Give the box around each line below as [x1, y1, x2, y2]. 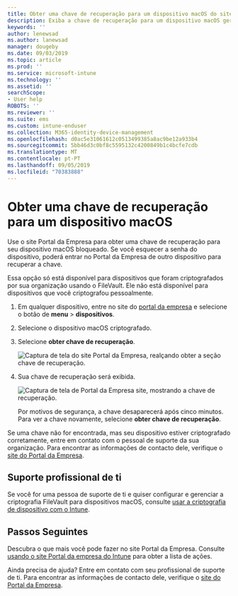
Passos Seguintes [7, 525, 89, 538]
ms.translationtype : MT [7, 149, 78, 156]
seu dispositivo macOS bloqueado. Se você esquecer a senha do [7, 245, 198, 253]
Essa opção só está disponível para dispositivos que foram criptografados [7, 273, 224, 282]
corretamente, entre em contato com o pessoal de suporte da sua [7, 436, 200, 445]
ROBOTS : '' [7, 103, 40, 110]
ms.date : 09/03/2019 [7, 50, 69, 57]
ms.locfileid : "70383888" [7, 168, 84, 176]
